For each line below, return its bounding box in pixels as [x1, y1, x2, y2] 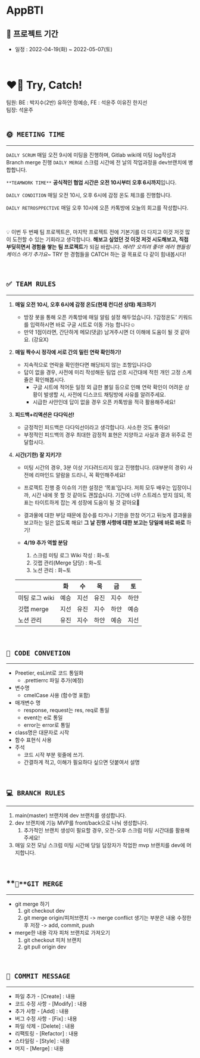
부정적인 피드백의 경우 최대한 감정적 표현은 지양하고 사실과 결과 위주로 [23, 431, 186, 438]
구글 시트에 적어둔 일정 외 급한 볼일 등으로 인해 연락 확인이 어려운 [32, 383, 183, 391]
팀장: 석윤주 [6, 106, 34, 113]
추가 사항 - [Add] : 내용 [14, 1007, 70, 1015]
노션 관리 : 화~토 [32, 566, 71, 573]
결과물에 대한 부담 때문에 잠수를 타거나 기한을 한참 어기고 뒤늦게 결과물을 [23, 511, 192, 519]
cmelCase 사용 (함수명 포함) [23, 692, 90, 699]
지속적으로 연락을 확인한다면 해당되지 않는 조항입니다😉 [23, 361, 152, 368]
